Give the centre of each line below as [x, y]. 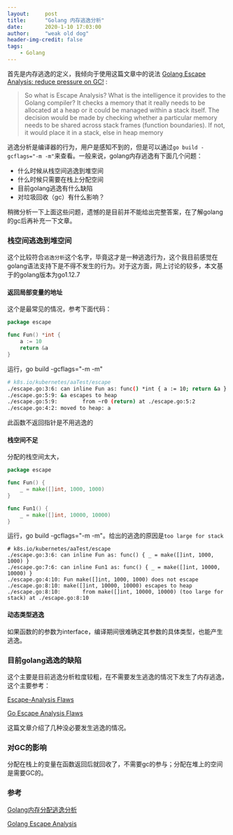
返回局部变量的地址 [35, 292]
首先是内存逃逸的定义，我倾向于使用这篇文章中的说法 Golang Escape [107, 74]
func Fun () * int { [34, 335]
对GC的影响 [27, 747]
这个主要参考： [29, 686]
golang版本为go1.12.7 [50, 275]
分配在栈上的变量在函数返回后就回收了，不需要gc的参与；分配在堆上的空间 [115, 764]
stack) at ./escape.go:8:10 [48, 598]
